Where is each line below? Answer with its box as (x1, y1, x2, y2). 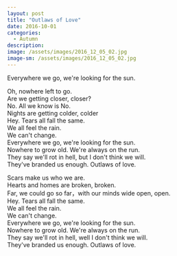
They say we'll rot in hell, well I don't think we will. (7, 233, 148, 242)
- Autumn (13, 36, 38, 43)
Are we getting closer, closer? (7, 94, 91, 103)
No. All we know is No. (7, 101, 71, 110)
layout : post (7, 10, 45, 17)
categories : (7, 29, 41, 36)
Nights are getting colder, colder (7, 109, 99, 117)
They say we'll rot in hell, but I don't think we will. (7, 153, 146, 161)
